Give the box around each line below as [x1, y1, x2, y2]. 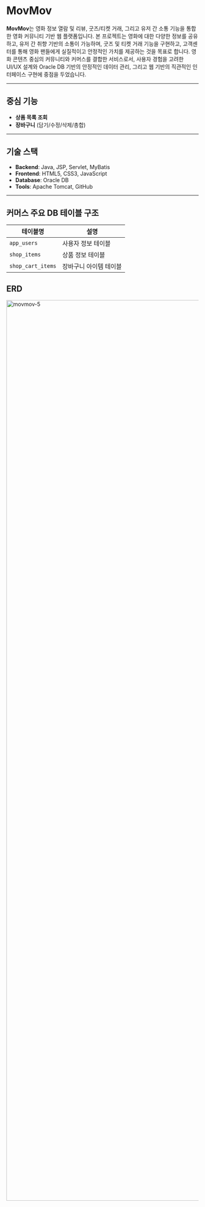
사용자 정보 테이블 [62, 240, 111, 248]
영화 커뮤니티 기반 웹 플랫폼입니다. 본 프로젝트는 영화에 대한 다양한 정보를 [12, 32, 187, 40]
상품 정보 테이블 [62, 251, 106, 259]
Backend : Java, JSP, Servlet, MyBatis [15, 163, 110, 170]
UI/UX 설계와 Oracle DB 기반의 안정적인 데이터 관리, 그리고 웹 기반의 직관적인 [6, 62, 192, 70]
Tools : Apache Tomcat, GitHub [15, 183, 93, 190]
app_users [9, 240, 38, 247]
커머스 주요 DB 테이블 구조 [6, 208, 99, 218]
